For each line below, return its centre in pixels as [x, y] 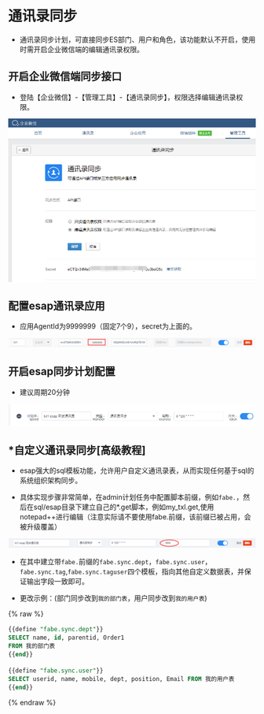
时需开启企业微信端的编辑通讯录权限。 [81, 49]
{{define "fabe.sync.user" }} [56, 671]
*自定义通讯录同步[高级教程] [77, 450]
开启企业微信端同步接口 [65, 77]
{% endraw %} [32, 702]
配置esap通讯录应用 [57, 305]
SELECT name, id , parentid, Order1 [66, 638]
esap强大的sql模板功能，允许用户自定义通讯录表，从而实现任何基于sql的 [137, 470]
